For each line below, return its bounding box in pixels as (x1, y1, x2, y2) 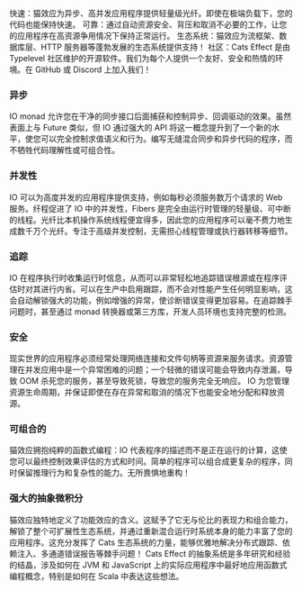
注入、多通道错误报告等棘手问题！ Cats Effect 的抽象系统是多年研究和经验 (16, 548, 291, 558)
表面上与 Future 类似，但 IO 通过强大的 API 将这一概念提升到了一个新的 (9, 123, 272, 133)
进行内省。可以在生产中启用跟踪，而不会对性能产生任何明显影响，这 (40, 283, 293, 295)
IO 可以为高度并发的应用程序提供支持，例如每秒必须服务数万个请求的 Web (9, 192, 283, 203)
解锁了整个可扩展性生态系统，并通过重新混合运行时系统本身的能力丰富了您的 (9, 525, 293, 536)
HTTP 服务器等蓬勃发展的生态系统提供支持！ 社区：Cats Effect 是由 (40, 41, 290, 52)
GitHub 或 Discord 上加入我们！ (34, 64, 152, 75)
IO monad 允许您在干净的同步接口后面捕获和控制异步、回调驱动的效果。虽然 (9, 111, 292, 122)
